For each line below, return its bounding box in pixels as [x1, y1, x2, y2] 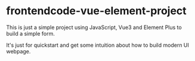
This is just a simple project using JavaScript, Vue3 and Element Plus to [6, 24, 182, 31]
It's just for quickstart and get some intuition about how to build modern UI [6, 41, 190, 49]
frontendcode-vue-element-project [6, 4, 187, 18]
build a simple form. [6, 30, 55, 37]
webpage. [6, 47, 31, 54]
